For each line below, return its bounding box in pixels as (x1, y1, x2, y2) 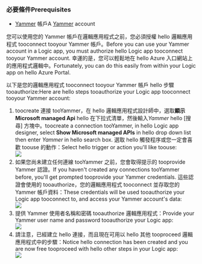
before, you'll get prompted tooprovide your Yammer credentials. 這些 (14, 173, 189, 181)
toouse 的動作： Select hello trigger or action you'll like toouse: (22, 144, 177, 151)
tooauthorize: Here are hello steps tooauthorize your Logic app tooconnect (6, 88, 191, 95)
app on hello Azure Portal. (6, 69, 71, 76)
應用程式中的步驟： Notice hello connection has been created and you (14, 239, 188, 246)
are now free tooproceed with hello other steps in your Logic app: (14, 245, 178, 253)
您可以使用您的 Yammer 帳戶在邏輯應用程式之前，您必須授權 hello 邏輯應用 (6, 33, 193, 40)
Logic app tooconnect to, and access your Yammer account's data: (14, 195, 182, 203)
